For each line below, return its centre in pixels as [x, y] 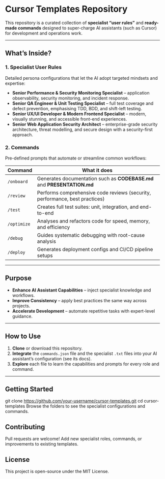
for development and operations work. [44, 33]
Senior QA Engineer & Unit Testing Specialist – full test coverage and [83, 103]
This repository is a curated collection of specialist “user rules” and [74, 23]
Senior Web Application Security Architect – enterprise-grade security [85, 124]
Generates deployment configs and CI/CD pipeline [95, 249]
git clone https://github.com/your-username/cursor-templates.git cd [74, 401]
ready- [151, 23]
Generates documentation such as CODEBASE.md [95, 178]
